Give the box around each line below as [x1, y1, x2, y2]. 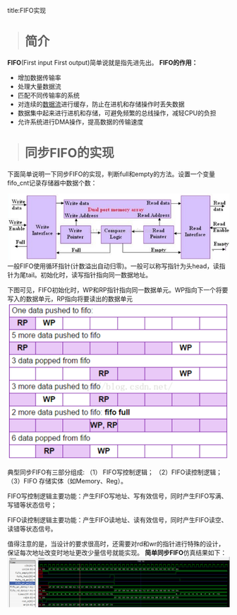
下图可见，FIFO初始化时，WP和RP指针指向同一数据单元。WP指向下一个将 [7, 286, 222, 294]
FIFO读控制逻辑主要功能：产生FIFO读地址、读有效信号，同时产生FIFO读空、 [7, 516, 228, 524]
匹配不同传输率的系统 [17, 91, 80, 99]
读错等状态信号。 [7, 524, 57, 533]
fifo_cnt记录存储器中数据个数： [7, 178, 97, 187]
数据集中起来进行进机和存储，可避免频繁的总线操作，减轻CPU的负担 [17, 108, 217, 117]
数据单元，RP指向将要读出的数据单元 [25, 294, 133, 303]
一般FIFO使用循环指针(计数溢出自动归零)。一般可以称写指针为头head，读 [7, 262, 220, 270]
